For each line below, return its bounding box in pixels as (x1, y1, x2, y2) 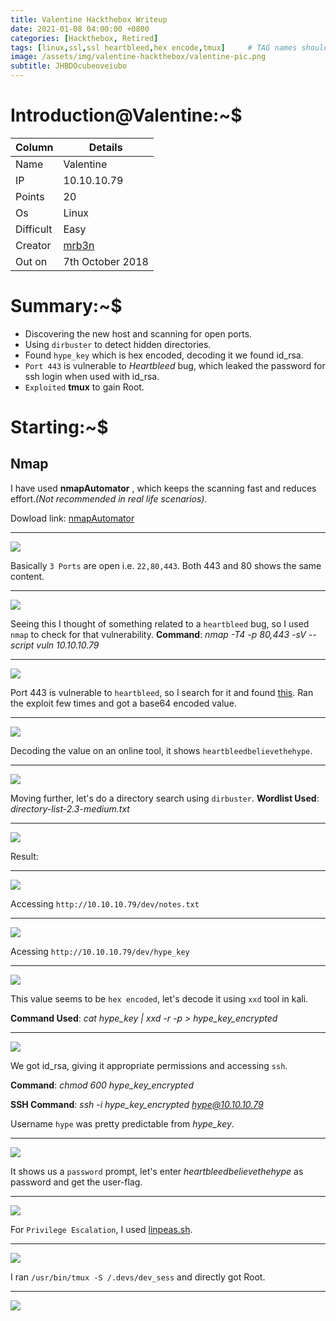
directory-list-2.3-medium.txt (10, 802, 130, 815)
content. (10, 570, 45, 582)
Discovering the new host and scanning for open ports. (24, 327, 253, 340)
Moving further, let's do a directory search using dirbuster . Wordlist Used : (10, 792, 320, 804)
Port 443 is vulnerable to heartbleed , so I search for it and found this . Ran (10, 686, 314, 698)
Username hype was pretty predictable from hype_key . (10, 1117, 235, 1130)
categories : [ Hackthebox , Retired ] (10, 33, 159, 43)
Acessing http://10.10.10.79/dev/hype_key (10, 945, 190, 957)
